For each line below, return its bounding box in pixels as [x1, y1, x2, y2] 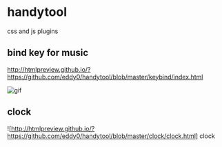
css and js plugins [7, 27, 59, 35]
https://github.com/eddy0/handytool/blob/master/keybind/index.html [7, 72, 203, 81]
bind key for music [7, 47, 89, 59]
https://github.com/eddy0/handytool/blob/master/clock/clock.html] [7, 132, 199, 140]
